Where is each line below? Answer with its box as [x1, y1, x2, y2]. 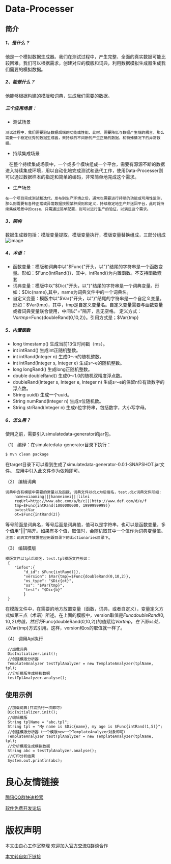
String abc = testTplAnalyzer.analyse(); [7, 748, 97, 754]
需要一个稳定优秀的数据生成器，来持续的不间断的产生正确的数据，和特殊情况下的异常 [5, 135, 157, 140]
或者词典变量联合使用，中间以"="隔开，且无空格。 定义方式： [12, 308, 142, 314]
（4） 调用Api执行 [5, 636, 43, 642]
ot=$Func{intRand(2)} [14, 512, 60, 517]
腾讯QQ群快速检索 [5, 794, 44, 800]
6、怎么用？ [5, 417, 31, 423]
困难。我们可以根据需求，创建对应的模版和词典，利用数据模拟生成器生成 [9, 60, 161, 66]
